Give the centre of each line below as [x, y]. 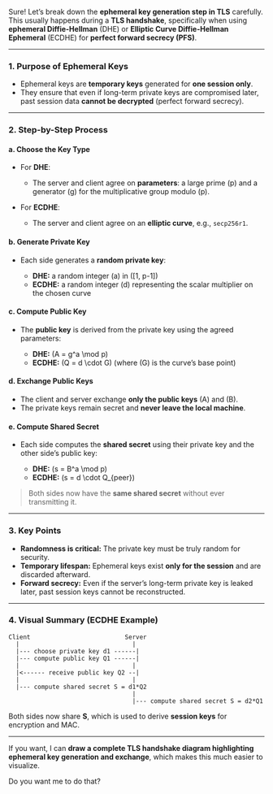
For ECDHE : [40, 207]
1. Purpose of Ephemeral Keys [68, 66]
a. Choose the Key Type [50, 149]
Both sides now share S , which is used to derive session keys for [118, 716]
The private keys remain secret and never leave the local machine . [133, 408]
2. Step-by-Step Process [58, 130]
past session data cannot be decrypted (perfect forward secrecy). [132, 102]
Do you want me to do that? [55, 781]
